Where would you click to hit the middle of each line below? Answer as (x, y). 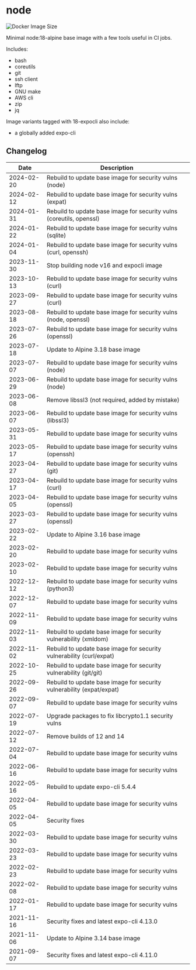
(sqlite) (56, 235)
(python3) (60, 589)
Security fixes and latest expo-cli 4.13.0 (102, 921)
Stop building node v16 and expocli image (104, 265)
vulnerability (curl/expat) (80, 656)
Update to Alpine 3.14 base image (93, 938)
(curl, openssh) (67, 252)
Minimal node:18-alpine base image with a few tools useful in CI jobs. (89, 37)
